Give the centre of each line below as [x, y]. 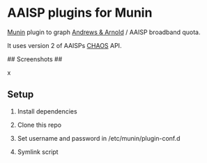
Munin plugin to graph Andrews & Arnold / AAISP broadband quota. [104, 32]
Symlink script [38, 152]
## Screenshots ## [35, 59]
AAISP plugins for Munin [80, 13]
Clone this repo [39, 125]
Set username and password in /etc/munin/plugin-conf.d [99, 138]
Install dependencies [47, 111]
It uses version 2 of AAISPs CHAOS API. [64, 45]
